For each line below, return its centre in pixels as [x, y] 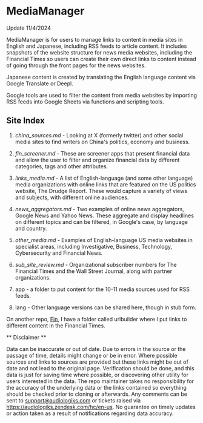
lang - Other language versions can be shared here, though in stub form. [106, 307]
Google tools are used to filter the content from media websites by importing [102, 95]
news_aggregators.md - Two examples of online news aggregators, [100, 209]
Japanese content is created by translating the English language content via [101, 77]
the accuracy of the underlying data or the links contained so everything [96, 387]
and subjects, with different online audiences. [72, 197]
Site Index [25, 121]
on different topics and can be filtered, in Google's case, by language [101, 221]
